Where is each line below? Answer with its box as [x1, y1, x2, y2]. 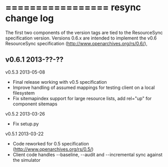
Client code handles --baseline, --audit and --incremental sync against [12, 151, 163, 158]
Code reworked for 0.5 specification [12, 140, 89, 146]
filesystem [12, 89, 35, 96]
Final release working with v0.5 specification [12, 79, 107, 85]
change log [5, 12, 54, 24]
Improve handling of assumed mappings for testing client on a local [12, 84, 155, 90]
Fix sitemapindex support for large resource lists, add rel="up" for [12, 95, 152, 101]
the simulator [12, 157, 41, 163]
